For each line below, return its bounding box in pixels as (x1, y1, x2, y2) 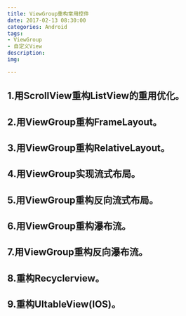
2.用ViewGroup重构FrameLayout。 (7, 116, 163, 128)
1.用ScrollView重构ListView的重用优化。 (7, 90, 185, 102)
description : (7, 50, 46, 57)
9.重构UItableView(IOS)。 (7, 298, 121, 310)
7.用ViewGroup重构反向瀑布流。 (7, 246, 149, 258)
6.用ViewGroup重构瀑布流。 (7, 220, 131, 232)
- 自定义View (7, 43, 42, 50)
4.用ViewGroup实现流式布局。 (7, 168, 140, 180)
